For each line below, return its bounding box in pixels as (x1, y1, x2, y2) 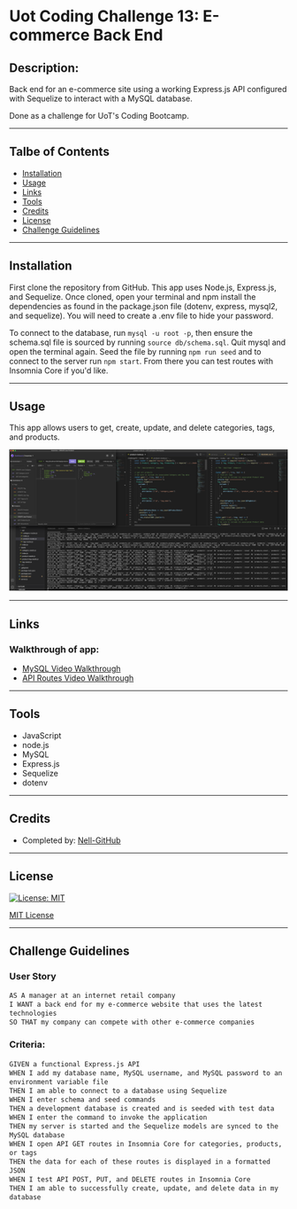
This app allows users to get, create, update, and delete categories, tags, (9, 423, 276, 433)
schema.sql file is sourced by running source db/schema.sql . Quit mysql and (9, 337, 286, 347)
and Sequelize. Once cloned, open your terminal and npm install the (9, 291, 256, 302)
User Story (9, 970, 57, 982)
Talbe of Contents (9, 144, 110, 160)
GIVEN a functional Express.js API (9, 1059, 141, 1069)
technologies (9, 1009, 57, 1018)
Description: (9, 60, 80, 75)
